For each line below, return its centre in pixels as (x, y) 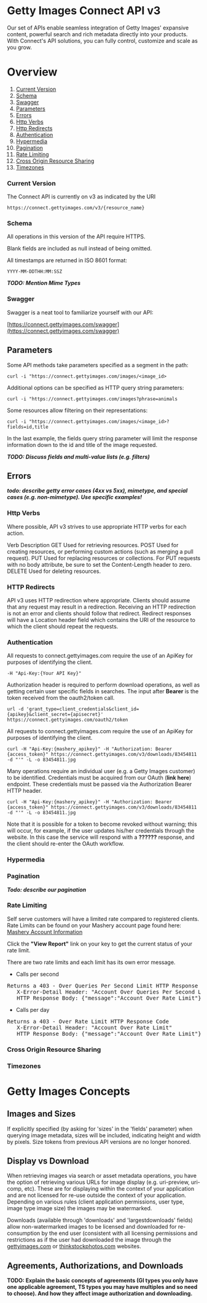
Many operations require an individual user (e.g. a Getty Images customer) (101, 771)
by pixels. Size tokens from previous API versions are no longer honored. (99, 1142)
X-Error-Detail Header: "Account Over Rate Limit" (95, 1027)
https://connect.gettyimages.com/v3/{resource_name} (76, 208)
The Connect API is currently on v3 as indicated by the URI (81, 196)
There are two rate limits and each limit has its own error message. (91, 962)
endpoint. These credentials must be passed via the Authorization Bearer (100, 784)
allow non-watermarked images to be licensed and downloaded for (92, 1227)
